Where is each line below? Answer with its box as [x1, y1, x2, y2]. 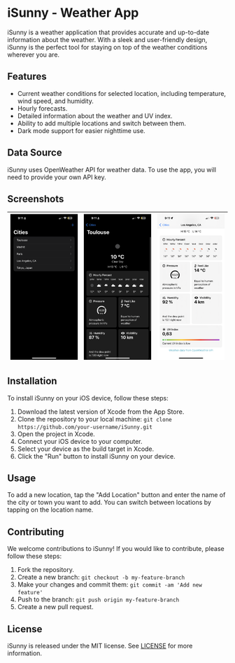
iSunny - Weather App [7, 5, 139, 21]
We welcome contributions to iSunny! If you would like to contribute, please [7, 545, 225, 553]
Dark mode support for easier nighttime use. [17, 126, 145, 134]
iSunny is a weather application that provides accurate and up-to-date [7, 28, 210, 36]
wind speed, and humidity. [17, 97, 94, 105]
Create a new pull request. [17, 603, 94, 611]
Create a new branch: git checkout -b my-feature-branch [17, 573, 185, 582]
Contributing [7, 526, 64, 538]
